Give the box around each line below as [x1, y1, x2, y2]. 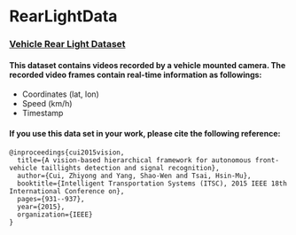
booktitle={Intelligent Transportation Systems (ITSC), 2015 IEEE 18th [17, 179, 288, 188]
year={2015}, [17, 202, 66, 211]
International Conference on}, [9, 186, 125, 196]
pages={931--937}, [17, 194, 86, 203]
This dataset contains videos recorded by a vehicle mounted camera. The [9, 59, 286, 70]
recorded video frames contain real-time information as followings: [9, 69, 262, 80]
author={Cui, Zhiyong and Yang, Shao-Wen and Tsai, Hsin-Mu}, [17, 171, 252, 180]
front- [254, 155, 279, 165]
